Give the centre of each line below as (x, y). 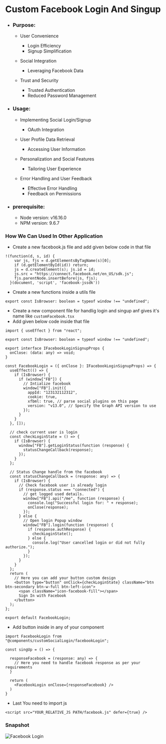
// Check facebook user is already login (63, 486)
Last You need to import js (39, 703)
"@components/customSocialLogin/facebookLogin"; (57, 641)
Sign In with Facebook (42, 596)
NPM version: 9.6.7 (40, 223)
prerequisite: (29, 206)
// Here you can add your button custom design (65, 578)
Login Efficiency (44, 46)
